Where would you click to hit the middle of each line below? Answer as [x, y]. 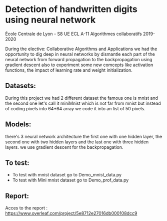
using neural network [50, 20]
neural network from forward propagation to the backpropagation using [79, 59]
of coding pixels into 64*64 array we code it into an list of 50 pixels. [75, 108]
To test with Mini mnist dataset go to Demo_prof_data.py [70, 180]
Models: [18, 125]
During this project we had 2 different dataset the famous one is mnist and [82, 98]
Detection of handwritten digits [71, 9]
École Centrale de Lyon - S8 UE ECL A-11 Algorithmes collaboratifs [73, 34]
